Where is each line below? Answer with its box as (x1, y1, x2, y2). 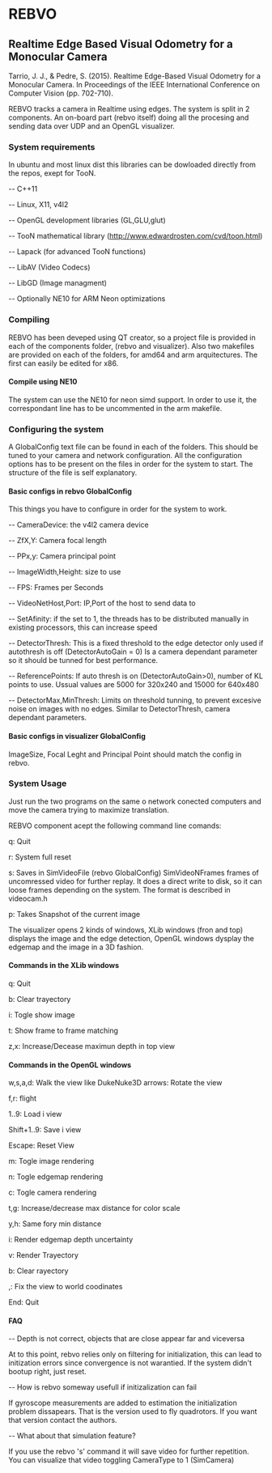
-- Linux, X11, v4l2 (8, 200, 69, 210)
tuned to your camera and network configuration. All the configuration (8, 451, 243, 461)
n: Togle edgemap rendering (8, 1172, 104, 1182)
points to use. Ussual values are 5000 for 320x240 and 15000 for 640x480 (8, 680, 259, 690)
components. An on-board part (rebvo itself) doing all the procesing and (8, 112, 249, 122)
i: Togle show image (8, 1010, 75, 1020)
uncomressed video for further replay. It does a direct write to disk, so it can (8, 876, 262, 886)
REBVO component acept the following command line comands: (8, 821, 222, 830)
